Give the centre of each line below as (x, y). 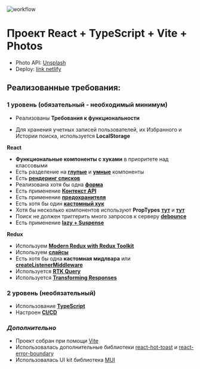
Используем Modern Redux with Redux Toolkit (75, 246)
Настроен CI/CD (36, 312)
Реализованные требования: (64, 88)
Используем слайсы (42, 252)
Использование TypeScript (50, 306)
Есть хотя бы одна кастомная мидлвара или (73, 258)
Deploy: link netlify (38, 69)
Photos (25, 46)
